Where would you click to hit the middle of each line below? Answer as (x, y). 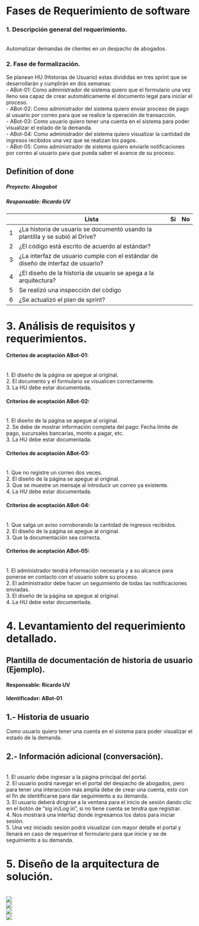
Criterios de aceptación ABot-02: (48, 401)
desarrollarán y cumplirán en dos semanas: (59, 83)
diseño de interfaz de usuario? (61, 263)
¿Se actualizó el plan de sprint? (62, 299)
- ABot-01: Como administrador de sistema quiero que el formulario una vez (99, 90)
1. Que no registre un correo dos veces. (54, 473)
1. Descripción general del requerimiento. (67, 30)
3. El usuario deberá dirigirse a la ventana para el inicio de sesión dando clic (99, 802)
